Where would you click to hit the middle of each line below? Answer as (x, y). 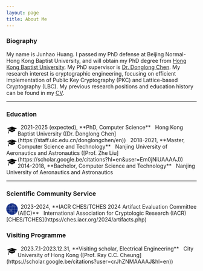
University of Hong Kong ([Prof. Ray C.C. (68, 255)
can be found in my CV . (35, 93)
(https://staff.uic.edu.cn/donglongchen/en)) (72, 140)
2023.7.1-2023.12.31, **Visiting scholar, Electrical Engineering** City (107, 249)
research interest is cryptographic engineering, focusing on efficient (91, 73)
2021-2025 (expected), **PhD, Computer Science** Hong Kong (101, 128)
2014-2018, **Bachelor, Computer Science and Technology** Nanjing (106, 166)
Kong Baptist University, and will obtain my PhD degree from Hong (104, 60)
